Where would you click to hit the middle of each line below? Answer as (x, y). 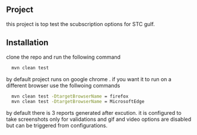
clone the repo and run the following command (63, 57)
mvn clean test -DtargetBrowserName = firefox (70, 96)
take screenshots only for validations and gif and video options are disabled (99, 119)
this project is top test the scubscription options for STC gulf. (81, 24)
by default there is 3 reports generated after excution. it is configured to (94, 113)
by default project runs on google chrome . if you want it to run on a (89, 79)
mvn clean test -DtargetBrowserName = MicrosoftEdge (78, 102)
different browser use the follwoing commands (63, 85)
